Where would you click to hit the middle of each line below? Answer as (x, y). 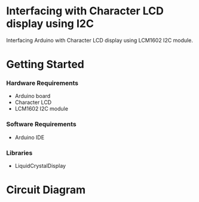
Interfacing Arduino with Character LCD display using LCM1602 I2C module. (99, 40)
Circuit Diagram (46, 190)
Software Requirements (41, 124)
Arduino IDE (30, 137)
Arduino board (33, 96)
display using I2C (50, 24)
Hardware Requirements (42, 83)
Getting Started (45, 65)
